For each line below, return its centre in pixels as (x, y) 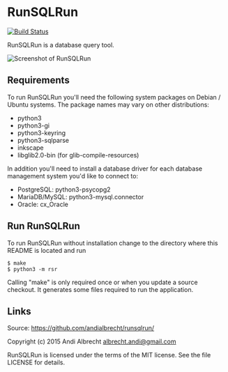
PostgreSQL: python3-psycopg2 (64, 189)
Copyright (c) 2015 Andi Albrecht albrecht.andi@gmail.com (92, 341)
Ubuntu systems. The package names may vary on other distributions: (108, 104)
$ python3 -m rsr (32, 269)
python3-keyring (41, 132)
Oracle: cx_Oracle (43, 204)
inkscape (30, 148)
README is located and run (47, 250)
